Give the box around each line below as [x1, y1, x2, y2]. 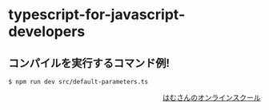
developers [8, 22, 86, 41]
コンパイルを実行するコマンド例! [8, 56, 171, 69]
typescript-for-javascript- [8, 6, 186, 24]
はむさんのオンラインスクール [163, 93, 261, 102]
